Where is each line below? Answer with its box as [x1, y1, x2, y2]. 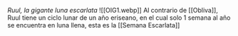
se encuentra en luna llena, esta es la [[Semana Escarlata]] [7, 21, 180, 29]
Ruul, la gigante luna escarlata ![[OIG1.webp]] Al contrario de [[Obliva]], [7, 6, 219, 14]
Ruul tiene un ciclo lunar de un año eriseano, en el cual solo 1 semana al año [7, 13, 231, 22]
